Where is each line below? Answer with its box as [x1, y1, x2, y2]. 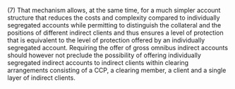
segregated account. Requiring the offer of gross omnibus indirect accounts [7, 44, 228, 52]
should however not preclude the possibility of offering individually [7, 51, 201, 59]
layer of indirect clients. [7, 73, 76, 82]
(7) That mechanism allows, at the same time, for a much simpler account [7, 6, 221, 14]
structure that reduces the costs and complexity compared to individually [7, 13, 220, 22]
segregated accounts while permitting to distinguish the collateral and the [7, 21, 222, 29]
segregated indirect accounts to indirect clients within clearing [7, 59, 189, 66]
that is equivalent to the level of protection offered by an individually [7, 36, 205, 44]
